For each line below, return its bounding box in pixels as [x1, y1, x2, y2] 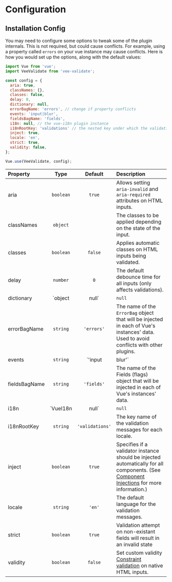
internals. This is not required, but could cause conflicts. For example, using [5, 43, 165, 49]
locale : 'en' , [10, 135, 40, 141]
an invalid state [116, 540, 153, 548]
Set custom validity [116, 549, 162, 556]
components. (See [116, 466, 161, 473]
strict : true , [10, 140, 40, 145]
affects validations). [116, 286, 164, 293]
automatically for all [116, 460, 164, 467]
